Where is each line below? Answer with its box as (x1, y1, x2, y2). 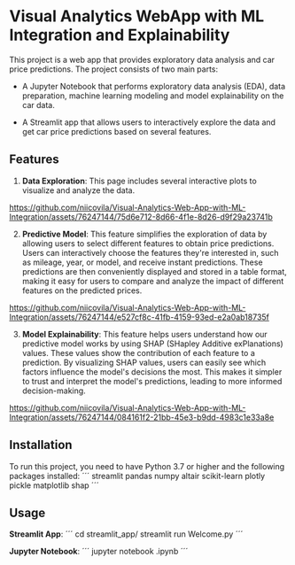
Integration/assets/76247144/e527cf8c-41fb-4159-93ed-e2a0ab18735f (9, 312, 270, 322)
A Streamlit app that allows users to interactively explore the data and (21, 117, 276, 128)
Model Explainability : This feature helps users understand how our (21, 329, 268, 339)
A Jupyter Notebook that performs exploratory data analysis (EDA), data (21, 81, 286, 91)
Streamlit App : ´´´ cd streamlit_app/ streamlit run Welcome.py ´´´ (9, 529, 244, 539)
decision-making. (21, 385, 86, 396)
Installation (9, 437, 73, 453)
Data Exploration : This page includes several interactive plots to (21, 175, 257, 186)
